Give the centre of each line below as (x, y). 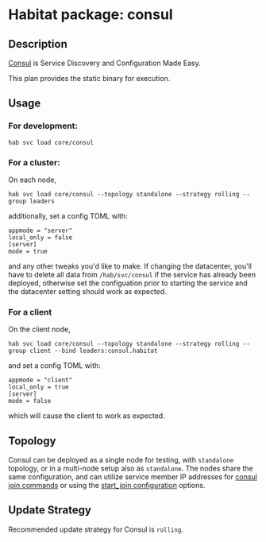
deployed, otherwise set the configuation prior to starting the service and (128, 283)
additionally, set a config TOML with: (68, 215)
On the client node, (40, 329)
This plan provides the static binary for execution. (89, 78)
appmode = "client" (40, 380)
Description (38, 44)
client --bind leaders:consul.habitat (93, 351)
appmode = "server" (40, 230)
